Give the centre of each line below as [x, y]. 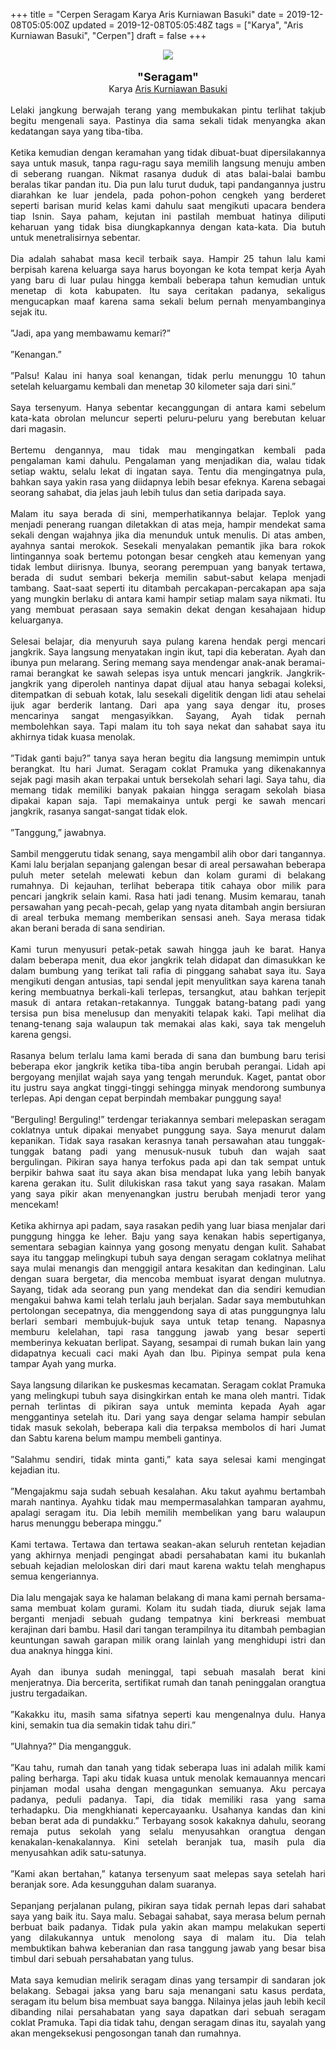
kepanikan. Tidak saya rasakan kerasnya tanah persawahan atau [147, 1140]
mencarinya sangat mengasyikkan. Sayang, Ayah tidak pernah [168, 715]
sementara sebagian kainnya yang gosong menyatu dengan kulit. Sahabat [168, 1247]
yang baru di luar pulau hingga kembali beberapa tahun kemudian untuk [168, 280]
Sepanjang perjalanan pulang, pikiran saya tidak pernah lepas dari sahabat [168, 1905]
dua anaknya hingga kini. [61, 1650]
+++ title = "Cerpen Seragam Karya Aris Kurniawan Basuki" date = [147, 14]
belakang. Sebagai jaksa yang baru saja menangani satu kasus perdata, [168, 1990]
